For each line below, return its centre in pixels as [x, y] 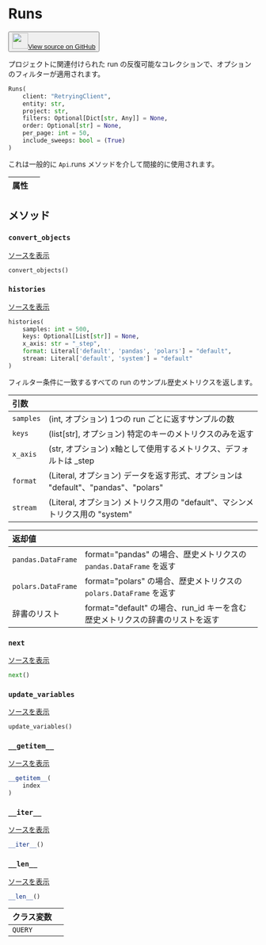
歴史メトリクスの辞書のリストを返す [152, 619]
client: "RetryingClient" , [67, 96]
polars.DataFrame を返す [130, 593]
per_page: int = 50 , [56, 133]
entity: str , [44, 104]
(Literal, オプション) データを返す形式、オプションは [146, 475]
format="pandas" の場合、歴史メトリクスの [165, 554]
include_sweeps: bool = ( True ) [74, 141]
